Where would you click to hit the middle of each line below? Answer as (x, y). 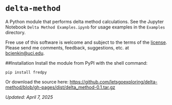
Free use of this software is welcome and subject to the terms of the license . (86, 42)
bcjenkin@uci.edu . (25, 53)
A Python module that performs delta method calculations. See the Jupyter (85, 21)
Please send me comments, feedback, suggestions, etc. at (67, 47)
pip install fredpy (26, 72)
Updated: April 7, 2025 (29, 97)
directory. (15, 32)
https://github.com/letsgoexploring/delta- (113, 82)
